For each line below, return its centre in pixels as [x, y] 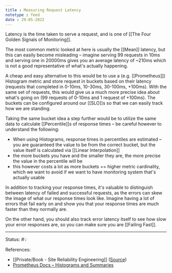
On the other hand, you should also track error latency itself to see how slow [86, 219]
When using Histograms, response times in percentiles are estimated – [87, 140]
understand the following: [33, 129]
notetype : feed [23, 15]
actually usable [29, 178]
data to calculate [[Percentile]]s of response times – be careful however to [84, 124]
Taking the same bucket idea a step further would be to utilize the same [81, 119]
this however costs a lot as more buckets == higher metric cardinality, [86, 167]
